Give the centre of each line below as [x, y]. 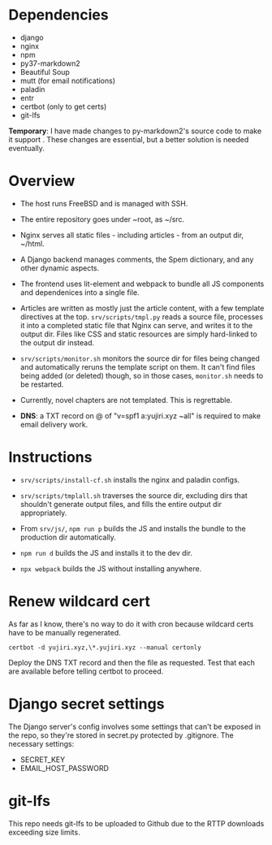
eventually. [26, 148]
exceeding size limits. [44, 832]
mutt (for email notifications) [68, 80]
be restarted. [42, 384]
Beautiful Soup [45, 71]
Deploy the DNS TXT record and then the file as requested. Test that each [132, 662]
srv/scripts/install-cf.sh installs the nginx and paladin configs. [130, 479]
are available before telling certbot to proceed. [86, 671]
